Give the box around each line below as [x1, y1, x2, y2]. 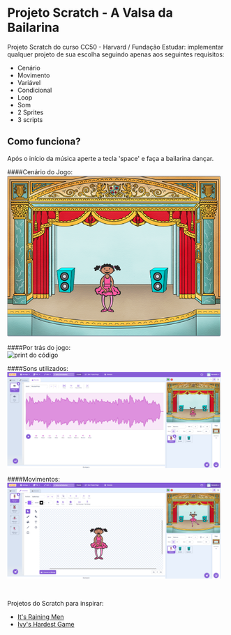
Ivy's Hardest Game [17, 620, 75, 628]
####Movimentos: [7, 475, 61, 483]
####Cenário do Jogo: [7, 167, 73, 176]
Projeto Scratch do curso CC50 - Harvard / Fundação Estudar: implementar [7, 43, 224, 51]
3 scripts [17, 115, 43, 123]
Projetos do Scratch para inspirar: [7, 599, 104, 607]
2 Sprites [17, 108, 44, 116]
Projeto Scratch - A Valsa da [7, 5, 173, 21]
